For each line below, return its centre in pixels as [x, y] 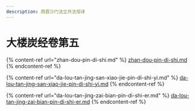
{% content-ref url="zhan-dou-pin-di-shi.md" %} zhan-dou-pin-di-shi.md [97, 59]
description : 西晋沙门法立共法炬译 [45, 12]
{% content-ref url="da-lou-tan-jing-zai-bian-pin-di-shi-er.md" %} [88, 95]
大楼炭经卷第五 [43, 43]
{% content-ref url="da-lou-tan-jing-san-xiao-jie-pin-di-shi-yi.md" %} [92, 77]
